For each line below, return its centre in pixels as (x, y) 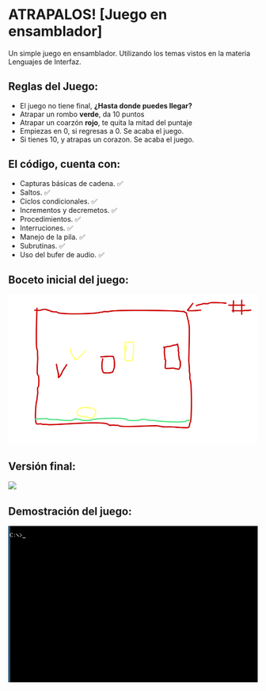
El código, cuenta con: (65, 164)
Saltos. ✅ (35, 192)
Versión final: (42, 467)
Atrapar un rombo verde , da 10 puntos (82, 114)
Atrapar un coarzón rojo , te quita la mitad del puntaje (106, 122)
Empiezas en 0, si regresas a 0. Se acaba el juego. (102, 131)
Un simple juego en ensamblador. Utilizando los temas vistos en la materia (129, 53)
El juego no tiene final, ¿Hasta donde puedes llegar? (106, 105)
